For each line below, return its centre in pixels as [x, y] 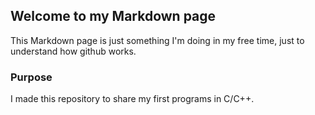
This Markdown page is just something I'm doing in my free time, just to [157, 40]
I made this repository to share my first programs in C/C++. [132, 99]
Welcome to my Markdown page [113, 16]
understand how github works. [73, 51]
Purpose [31, 77]
